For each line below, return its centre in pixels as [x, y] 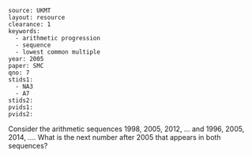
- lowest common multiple [58, 52]
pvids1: [21, 107]
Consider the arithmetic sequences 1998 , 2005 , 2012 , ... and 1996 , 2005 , [126, 129]
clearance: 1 [30, 24]
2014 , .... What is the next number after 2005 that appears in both [115, 137]
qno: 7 [19, 73]
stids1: [21, 80]
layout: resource [37, 17]
